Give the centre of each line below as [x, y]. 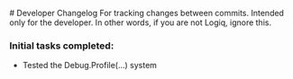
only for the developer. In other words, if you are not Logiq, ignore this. [141, 22]
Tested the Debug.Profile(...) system [90, 66]
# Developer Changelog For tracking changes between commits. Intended [146, 13]
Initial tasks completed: [62, 46]
